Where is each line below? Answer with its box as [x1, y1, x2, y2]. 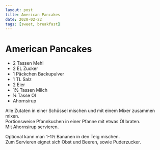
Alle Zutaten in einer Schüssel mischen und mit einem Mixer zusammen [5, 107, 155, 114]
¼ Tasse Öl [12, 92, 36, 99]
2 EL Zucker [12, 65, 38, 71]
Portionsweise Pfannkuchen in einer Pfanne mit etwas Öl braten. [5, 119, 141, 125]
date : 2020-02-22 [5, 17, 42, 22]
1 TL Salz [12, 77, 32, 83]
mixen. [5, 113, 19, 119]
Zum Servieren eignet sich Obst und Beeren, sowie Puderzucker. [5, 139, 141, 145]
